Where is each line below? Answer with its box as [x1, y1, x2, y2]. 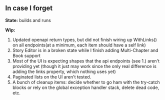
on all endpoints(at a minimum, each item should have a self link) [12, 42, 146, 48]
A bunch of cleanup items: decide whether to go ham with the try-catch [12, 79, 160, 85]
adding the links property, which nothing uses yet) [12, 68, 116, 74]
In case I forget [5, 4, 53, 12]
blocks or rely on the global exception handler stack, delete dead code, [12, 84, 159, 90]
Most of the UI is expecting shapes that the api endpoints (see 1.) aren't [12, 57, 160, 64]
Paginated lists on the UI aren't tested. [12, 73, 91, 79]
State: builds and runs [5, 17, 51, 23]
